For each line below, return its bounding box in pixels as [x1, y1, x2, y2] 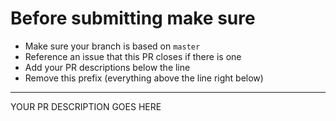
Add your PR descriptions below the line [24, 61, 191, 73]
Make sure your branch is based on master [24, 40, 201, 52]
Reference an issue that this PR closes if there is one [24, 50, 242, 62]
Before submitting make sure [10, 7, 256, 30]
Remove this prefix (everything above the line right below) [24, 72, 264, 84]
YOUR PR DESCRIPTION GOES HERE [10, 100, 162, 112]
